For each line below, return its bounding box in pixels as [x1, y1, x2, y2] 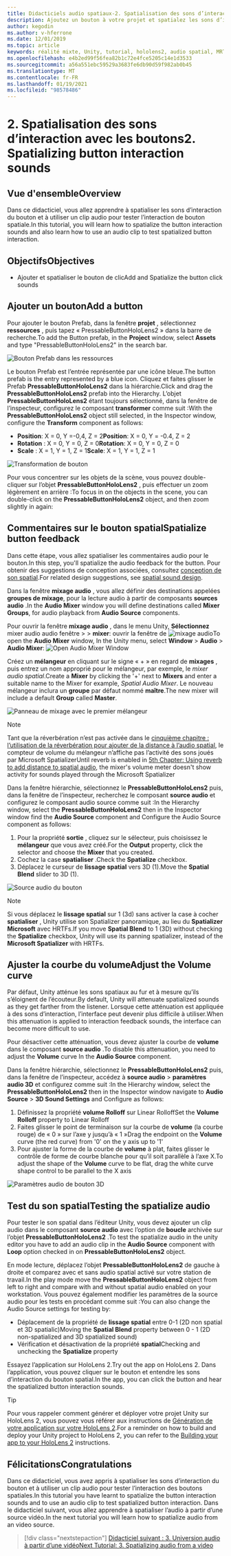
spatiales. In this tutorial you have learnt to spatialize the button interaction [7, 1491, 217, 1500]
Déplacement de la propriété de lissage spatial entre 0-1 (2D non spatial [16, 1318, 223, 1326]
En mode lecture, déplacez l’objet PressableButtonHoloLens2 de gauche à [7, 1261, 220, 1269]
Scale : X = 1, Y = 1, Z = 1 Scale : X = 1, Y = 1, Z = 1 [16, 446, 155, 455]
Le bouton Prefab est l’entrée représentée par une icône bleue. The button [7, 367, 216, 376]
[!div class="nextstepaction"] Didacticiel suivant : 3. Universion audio [23, 1534, 221, 1542]
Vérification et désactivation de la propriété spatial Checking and [16, 1340, 201, 1348]
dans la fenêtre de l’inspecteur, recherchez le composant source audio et [7, 790, 215, 799]
